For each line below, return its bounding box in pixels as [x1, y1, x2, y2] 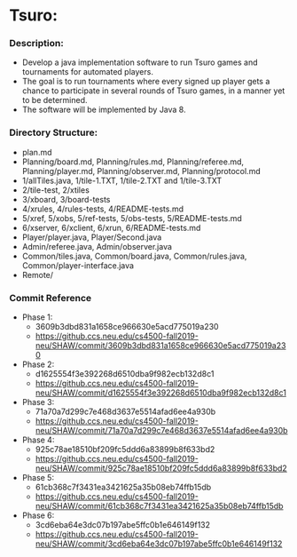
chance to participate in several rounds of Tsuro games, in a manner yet [21, 85, 285, 96]
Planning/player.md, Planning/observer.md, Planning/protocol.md [21, 165, 261, 176]
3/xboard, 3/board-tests [21, 194, 111, 204]
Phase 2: [21, 359, 55, 370]
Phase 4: [21, 434, 55, 445]
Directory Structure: [9, 126, 98, 139]
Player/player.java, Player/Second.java [21, 232, 162, 243]
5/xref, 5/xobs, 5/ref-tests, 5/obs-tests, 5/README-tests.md [21, 212, 242, 223]
